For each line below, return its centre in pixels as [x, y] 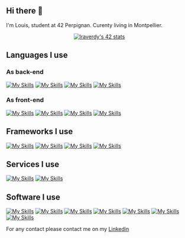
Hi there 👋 [25, 11]
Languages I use [37, 55]
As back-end [25, 72]
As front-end [25, 100]
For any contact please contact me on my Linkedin [68, 229]
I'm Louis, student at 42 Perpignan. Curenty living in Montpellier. [85, 25]
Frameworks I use [40, 131]
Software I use [33, 197]
